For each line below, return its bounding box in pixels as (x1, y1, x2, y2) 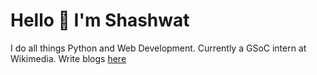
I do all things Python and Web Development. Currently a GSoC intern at (10, 42, 307, 54)
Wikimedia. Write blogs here (10, 52, 127, 64)
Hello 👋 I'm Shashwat (10, 9, 190, 32)
